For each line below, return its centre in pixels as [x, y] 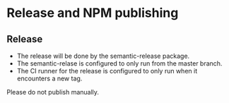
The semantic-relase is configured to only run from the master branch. [119, 63]
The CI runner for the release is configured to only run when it [107, 71]
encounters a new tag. [49, 78]
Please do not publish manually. [53, 92]
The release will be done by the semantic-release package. [103, 56]
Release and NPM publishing [93, 13]
